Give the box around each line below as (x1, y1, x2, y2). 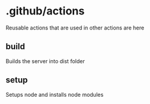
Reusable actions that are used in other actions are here (5, 24, 145, 31)
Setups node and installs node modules (5, 91, 104, 98)
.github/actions (5, 4, 85, 18)
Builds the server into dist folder (5, 57, 85, 64)
